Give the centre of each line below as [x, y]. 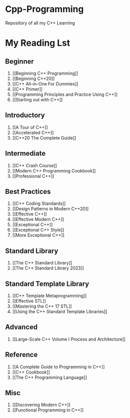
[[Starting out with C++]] [37, 99]
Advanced [22, 327]
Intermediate [25, 153]
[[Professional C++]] [33, 176]
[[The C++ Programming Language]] [50, 377]
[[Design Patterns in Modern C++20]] [50, 209]
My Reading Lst [38, 43]
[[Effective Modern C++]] [38, 219]
